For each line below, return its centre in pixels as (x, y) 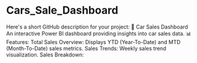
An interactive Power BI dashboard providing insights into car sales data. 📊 (99, 33)
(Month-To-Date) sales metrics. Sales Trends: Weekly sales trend (86, 48)
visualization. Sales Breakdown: (45, 55)
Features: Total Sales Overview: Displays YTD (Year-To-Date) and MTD (93, 42)
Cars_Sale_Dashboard (62, 10)
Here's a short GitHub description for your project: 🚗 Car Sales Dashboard (97, 27)
